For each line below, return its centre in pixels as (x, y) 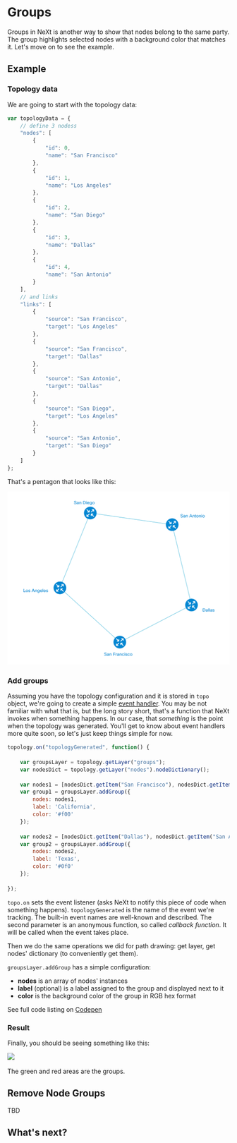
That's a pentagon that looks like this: (62, 481)
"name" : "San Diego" (75, 215)
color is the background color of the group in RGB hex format (107, 996)
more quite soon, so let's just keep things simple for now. (90, 734)
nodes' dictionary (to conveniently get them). (73, 953)
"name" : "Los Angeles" (78, 185)
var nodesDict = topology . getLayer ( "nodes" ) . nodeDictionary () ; (115, 770)
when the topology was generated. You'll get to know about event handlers (116, 726)
